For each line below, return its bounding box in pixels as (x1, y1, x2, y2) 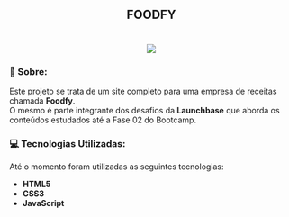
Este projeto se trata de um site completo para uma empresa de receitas (9, 86, 277, 96)
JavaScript (22, 198, 65, 209)
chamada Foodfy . (9, 95, 76, 106)
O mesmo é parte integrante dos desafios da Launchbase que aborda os (9, 104, 281, 115)
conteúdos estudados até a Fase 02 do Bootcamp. (9, 114, 196, 125)
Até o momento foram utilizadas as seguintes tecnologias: (9, 161, 224, 172)
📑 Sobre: (9, 65, 48, 77)
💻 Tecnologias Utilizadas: (9, 137, 126, 149)
